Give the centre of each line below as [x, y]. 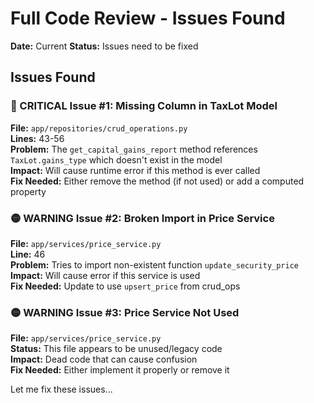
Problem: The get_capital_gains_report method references [134, 149]
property [28, 191]
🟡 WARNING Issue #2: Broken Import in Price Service [142, 218]
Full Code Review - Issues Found [148, 18]
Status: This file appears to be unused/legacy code [116, 349]
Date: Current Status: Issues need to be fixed [104, 46]
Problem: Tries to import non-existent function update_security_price [154, 264]
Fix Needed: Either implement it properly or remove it [120, 370]
